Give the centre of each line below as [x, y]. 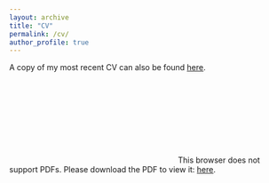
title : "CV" [31, 26]
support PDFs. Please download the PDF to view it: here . [112, 170]
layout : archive [39, 17]
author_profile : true [49, 42]
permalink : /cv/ [39, 34]
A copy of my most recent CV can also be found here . [107, 68]
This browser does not [218, 160]
